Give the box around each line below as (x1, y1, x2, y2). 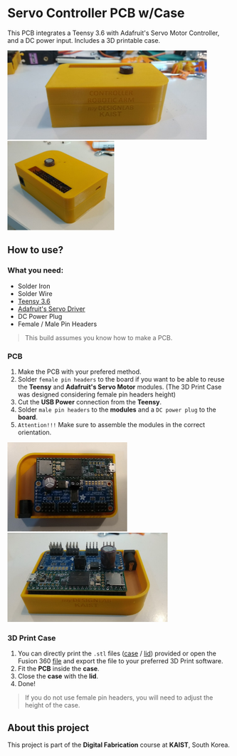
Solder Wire (17, 289, 53, 297)
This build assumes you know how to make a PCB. (24, 333, 173, 342)
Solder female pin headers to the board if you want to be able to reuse (17, 374, 225, 383)
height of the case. (24, 701, 80, 710)
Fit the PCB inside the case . (17, 665, 100, 673)
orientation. (17, 428, 52, 436)
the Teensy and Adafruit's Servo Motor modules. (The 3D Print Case (17, 382, 222, 391)
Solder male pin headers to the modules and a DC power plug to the (17, 405, 216, 414)
